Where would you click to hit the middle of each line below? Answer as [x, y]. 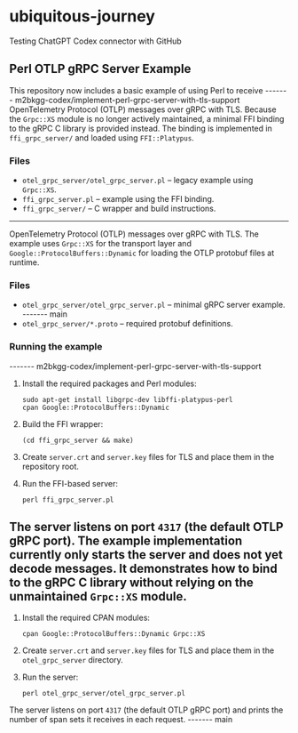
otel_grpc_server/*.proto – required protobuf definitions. [127, 324]
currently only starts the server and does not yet [146, 555]
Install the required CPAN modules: [86, 618]
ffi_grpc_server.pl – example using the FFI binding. [118, 199]
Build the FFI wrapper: [63, 423]
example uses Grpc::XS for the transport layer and [101, 244]
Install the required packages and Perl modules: [109, 383]
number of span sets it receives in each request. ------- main [121, 720]
